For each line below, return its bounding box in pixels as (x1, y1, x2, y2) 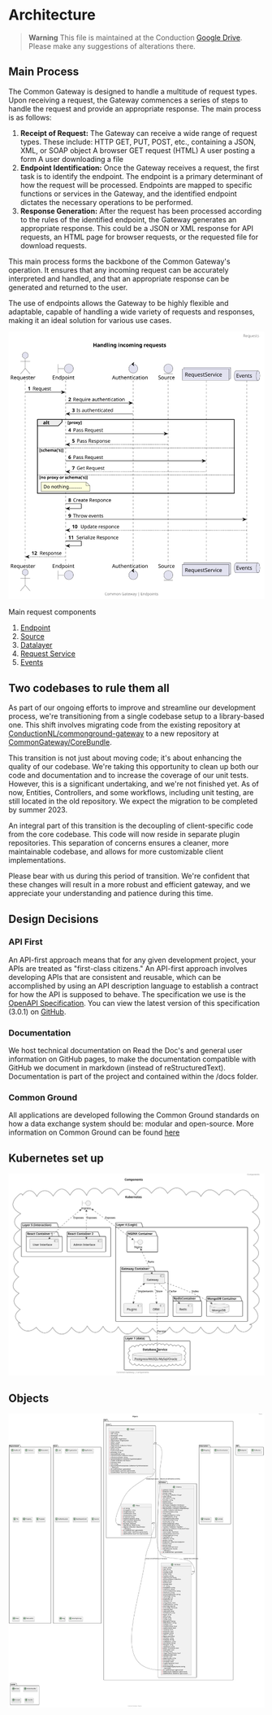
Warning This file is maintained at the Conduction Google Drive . (28, 33, 243, 42)
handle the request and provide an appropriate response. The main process (8, 103, 261, 113)
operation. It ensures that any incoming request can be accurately (8, 265, 229, 274)
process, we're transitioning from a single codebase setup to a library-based (8, 711, 265, 721)
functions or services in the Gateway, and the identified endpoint (19, 189, 237, 199)
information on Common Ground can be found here (8, 1127, 180, 1137)
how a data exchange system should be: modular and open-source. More (8, 1119, 254, 1129)
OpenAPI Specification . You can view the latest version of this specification (8, 998, 261, 1008)
